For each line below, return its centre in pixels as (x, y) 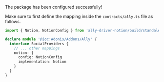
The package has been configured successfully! (54, 7)
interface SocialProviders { (39, 44)
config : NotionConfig (40, 57)
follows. (13, 22)
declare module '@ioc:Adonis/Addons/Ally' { (51, 39)
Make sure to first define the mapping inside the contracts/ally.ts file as (79, 16)
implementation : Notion (42, 62)
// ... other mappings (37, 48)
